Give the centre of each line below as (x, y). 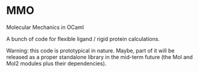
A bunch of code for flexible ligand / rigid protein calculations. (83, 39)
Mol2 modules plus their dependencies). (56, 63)
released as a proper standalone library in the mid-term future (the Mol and (99, 57)
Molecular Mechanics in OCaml (45, 27)
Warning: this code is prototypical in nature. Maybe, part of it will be (90, 50)
